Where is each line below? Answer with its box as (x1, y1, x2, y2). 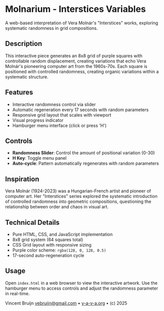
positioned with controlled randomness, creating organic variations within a (5, 68, 159, 74)
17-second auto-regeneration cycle (12, 252, 84, 258)
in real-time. (5, 290, 30, 296)
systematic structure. (5, 73, 49, 80)
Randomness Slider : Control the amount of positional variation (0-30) (12, 150, 155, 156)
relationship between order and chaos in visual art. (5, 204, 109, 210)
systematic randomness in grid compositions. (5, 25, 98, 31)
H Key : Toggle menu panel (12, 155, 67, 161)
